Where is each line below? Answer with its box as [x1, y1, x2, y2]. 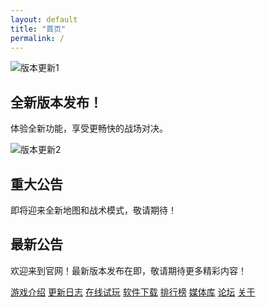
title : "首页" [10, 24, 67, 34]
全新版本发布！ [10, 94, 103, 111]
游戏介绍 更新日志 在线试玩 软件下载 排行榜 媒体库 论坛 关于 [10, 286, 256, 298]
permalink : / [10, 33, 65, 43]
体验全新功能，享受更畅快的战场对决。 [10, 122, 168, 135]
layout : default [10, 14, 78, 25]
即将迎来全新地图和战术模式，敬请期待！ [10, 204, 177, 216]
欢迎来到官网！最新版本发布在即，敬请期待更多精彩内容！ [10, 264, 247, 276]
